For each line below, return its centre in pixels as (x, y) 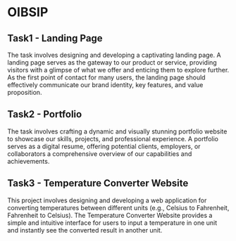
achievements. (29, 161)
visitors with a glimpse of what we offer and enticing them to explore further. (118, 70)
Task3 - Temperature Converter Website (98, 183)
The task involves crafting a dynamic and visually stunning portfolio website (117, 131)
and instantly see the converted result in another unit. (85, 230)
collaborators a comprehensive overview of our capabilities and (100, 154)
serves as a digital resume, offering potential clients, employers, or (104, 146)
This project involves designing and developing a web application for (107, 200)
